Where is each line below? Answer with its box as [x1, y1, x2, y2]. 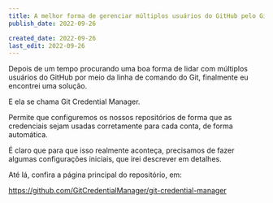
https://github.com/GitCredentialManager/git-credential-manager [8, 186, 227, 196]
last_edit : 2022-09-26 [8, 41, 85, 50]
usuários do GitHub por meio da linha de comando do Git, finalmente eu [8, 72, 249, 82]
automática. [8, 130, 49, 140]
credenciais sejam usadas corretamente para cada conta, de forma [8, 121, 233, 131]
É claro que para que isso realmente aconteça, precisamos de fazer [8, 145, 235, 155]
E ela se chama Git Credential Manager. [8, 97, 141, 106]
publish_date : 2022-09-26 [8, 19, 96, 28]
